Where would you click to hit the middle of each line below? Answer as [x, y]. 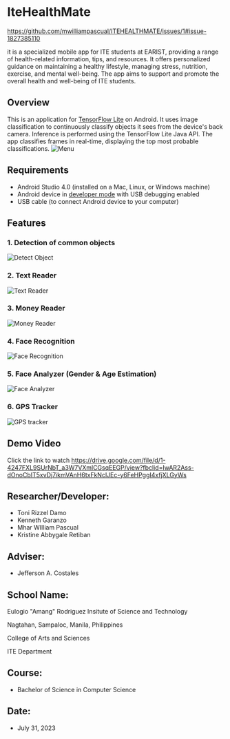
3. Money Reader [36, 309]
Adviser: [26, 556]
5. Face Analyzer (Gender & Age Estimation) [82, 374]
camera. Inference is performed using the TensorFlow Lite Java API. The [110, 134]
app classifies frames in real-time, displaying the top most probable [103, 141]
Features [27, 223]
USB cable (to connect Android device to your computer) [98, 201]
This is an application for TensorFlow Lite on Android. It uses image [103, 119]
